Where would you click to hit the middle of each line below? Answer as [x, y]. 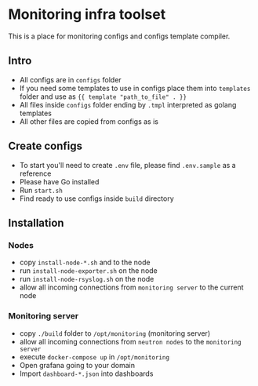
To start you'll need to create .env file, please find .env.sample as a [128, 165]
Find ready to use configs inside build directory [96, 198]
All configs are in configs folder [70, 79]
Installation [36, 222]
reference [35, 173]
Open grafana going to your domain [77, 365]
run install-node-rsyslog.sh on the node [87, 279]
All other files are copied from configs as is [89, 121]
